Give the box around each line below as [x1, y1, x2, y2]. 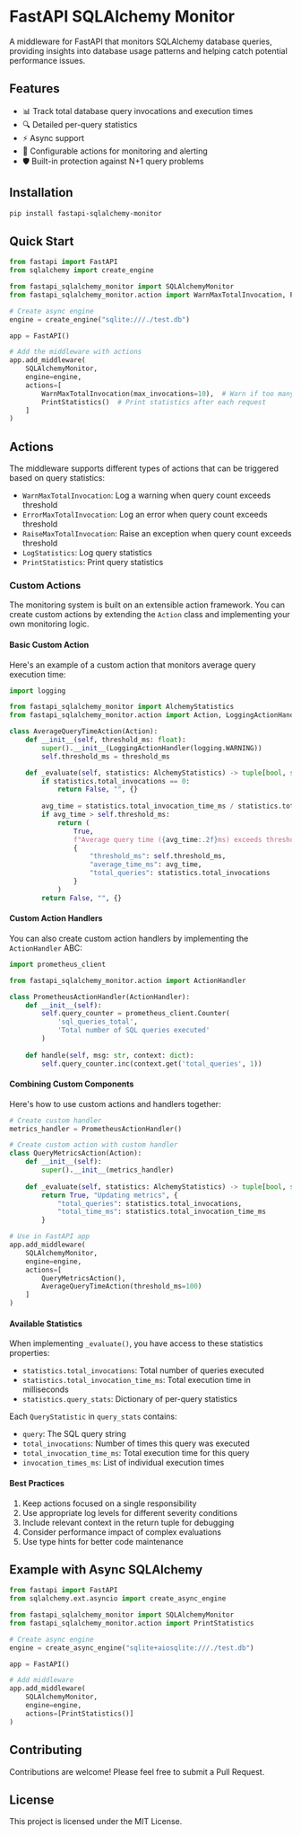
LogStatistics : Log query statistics [21, 547, 152, 558]
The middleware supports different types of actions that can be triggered [9, 463, 279, 474]
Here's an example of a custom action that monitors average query [9, 659, 256, 670]
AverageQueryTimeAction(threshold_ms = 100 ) [41, 1282, 202, 1291]
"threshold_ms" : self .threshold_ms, [89, 852, 227, 861]
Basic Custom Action [9, 639, 90, 650]
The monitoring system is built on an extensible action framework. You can [9, 599, 285, 610]
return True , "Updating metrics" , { [41, 1191, 178, 1200]
